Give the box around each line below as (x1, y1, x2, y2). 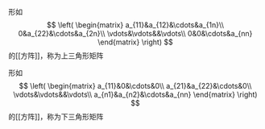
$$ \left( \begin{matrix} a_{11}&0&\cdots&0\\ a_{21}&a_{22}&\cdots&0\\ (19, 81, 252, 90)
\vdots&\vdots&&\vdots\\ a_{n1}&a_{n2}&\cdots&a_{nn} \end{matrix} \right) (13, 89, 258, 99)
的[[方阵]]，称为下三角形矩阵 (8, 112, 104, 121)
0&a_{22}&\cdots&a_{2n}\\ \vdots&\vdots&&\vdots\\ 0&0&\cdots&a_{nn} (18, 29, 253, 38)
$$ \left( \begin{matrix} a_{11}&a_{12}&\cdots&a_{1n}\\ (47, 20, 224, 30)
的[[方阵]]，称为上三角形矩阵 (8, 51, 104, 60)
